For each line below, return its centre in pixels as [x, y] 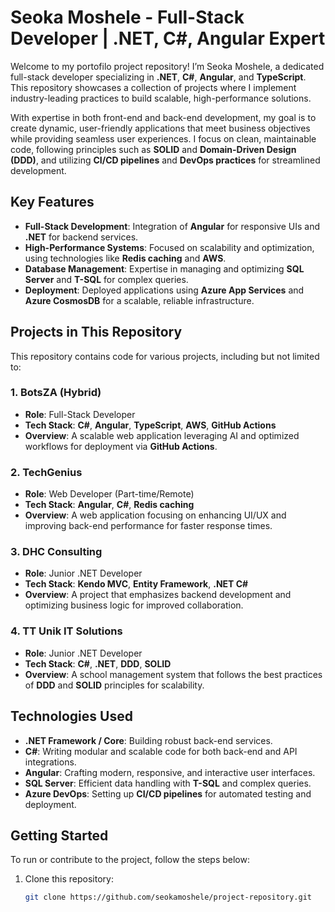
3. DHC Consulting [56, 552]
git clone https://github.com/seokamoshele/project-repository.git [168, 897]
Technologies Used [71, 716]
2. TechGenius [46, 472]
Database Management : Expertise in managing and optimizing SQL [164, 268]
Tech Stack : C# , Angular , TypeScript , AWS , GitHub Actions [150, 425]
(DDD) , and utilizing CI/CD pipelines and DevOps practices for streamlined [165, 160]
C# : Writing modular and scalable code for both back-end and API [161, 751]
